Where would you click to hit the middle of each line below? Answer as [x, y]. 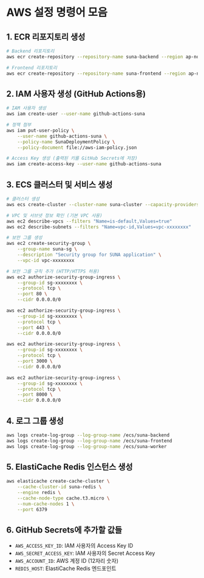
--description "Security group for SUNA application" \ [90, 255]
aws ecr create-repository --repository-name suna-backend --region [95, 57]
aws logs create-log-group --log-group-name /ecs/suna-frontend [89, 441]
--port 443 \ [34, 328]
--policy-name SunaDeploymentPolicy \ [66, 142]
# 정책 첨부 [19, 125]
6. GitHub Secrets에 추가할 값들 [64, 530]
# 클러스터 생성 [23, 199]
